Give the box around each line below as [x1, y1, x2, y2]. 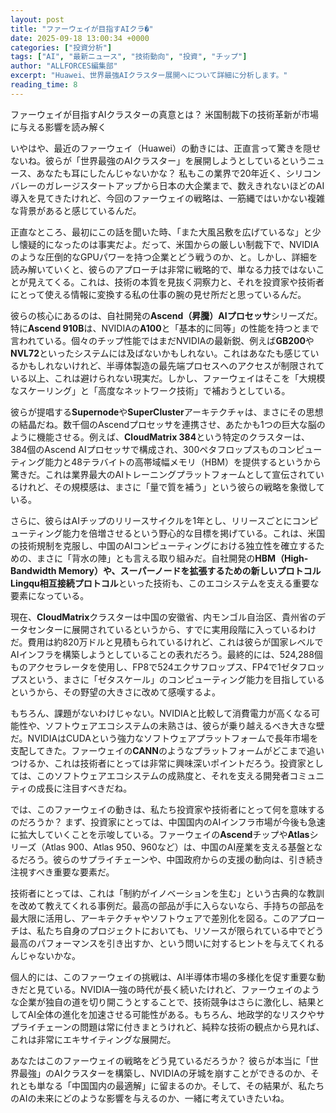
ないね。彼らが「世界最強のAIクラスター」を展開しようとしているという [10, 154, 308, 166]
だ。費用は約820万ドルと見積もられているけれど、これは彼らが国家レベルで [10, 636, 324, 648]
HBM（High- [254, 552, 309, 564]
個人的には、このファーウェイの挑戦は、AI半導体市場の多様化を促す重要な [10, 971, 317, 983]
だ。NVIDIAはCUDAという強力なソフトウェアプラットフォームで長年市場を [10, 732, 319, 744]
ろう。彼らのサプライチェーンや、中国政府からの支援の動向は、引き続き [27, 853, 325, 865]
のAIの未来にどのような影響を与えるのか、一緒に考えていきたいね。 [10, 1092, 290, 1104]
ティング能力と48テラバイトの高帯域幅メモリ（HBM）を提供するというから [10, 456, 322, 468]
